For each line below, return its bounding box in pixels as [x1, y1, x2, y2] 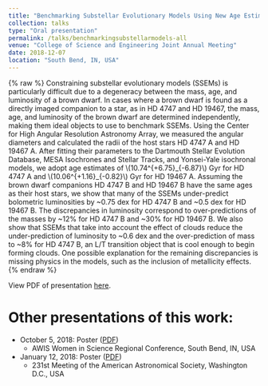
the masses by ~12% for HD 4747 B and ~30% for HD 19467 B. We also [8, 213, 243, 224]
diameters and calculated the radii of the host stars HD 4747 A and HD [8, 137, 240, 147]
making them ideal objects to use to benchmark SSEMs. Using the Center [8, 121, 250, 130]
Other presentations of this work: [8, 308, 234, 327]
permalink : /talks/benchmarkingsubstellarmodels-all [8, 34, 187, 42]
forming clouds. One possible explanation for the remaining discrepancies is [8, 248, 258, 257]
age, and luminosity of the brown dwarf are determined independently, [8, 112, 241, 121]
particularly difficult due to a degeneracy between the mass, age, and [8, 86, 238, 96]
